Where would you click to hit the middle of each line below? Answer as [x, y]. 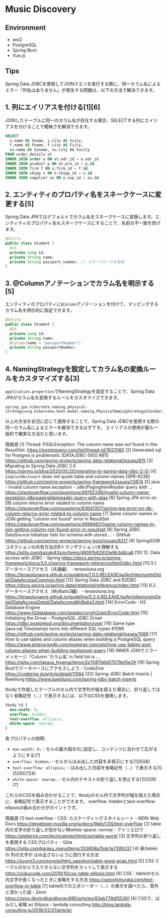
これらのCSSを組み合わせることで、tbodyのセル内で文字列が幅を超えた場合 [83, 795]
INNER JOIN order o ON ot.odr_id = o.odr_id [52, 159]
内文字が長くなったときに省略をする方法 [46, 880]
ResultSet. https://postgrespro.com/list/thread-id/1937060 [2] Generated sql [83, 450]
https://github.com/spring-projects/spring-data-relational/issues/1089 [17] [81, 634]
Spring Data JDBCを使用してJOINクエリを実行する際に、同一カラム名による [83, 84]
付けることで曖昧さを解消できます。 [55, 126]
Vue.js [19, 55]
